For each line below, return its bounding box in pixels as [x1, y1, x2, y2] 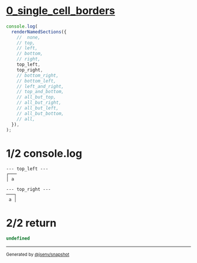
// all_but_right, [16, 100, 62, 106]
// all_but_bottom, [16, 110, 64, 117]
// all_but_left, [16, 105, 59, 111]
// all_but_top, [16, 94, 57, 100]
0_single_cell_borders [6, 4, 116, 18]
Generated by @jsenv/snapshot [6, 252, 70, 258]
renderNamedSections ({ [11, 29, 67, 35]
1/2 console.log [6, 146, 83, 160]
